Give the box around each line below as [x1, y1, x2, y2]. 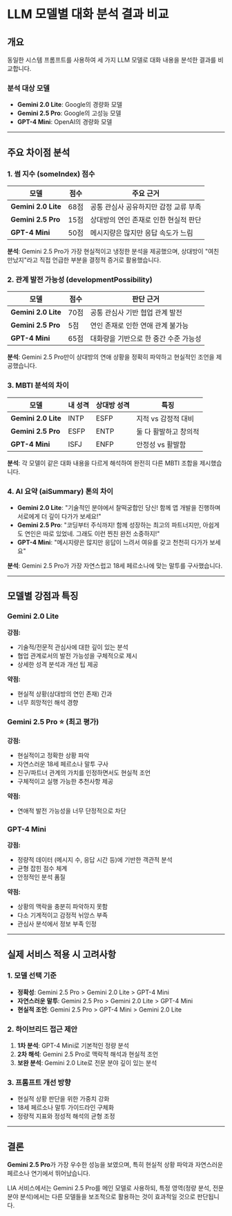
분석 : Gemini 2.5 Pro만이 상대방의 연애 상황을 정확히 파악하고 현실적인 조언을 [7, 353, 215, 361]
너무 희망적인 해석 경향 [17, 698, 79, 707]
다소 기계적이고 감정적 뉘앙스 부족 [17, 911, 108, 919]
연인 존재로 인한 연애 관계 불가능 [90, 321, 189, 331]
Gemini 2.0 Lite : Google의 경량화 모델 [17, 100, 123, 109]
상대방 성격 [95, 400, 130, 409]
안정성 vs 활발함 [136, 439, 186, 449]
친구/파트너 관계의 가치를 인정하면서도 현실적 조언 [17, 768, 151, 777]
